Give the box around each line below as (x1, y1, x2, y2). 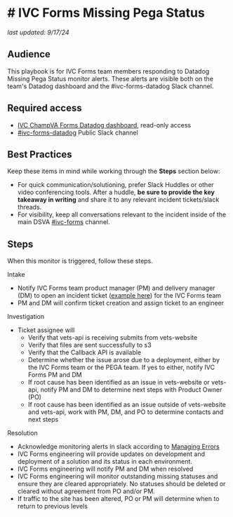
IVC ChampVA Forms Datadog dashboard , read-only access (17, 120, 192, 129)
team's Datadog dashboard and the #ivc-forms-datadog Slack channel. (7, 82, 214, 90)
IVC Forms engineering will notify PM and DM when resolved (17, 464, 194, 474)
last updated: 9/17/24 (7, 28, 69, 36)
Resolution (7, 429, 39, 437)
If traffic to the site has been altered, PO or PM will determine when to (17, 495, 220, 503)
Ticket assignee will (17, 326, 75, 334)
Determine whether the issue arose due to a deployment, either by (27, 356, 220, 364)
